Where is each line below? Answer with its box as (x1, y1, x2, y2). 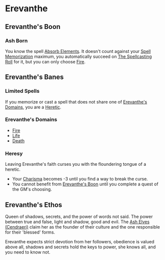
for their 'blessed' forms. (5, 229, 55, 235)
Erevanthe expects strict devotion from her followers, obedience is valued (5, 238, 155, 244)
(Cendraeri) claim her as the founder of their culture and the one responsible (5, 224, 160, 230)
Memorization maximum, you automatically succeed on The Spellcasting (5, 53, 152, 59)
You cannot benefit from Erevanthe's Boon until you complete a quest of (12, 181, 159, 187)
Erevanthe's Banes (5, 73, 64, 81)
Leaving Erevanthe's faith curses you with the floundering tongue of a (5, 161, 146, 167)
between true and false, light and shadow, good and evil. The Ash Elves (5, 219, 150, 225)
